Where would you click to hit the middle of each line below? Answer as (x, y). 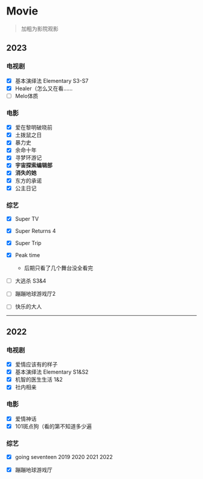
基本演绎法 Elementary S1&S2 (52, 372)
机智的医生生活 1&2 (39, 380)
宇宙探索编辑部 (34, 165)
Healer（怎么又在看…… (44, 88)
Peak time (27, 255)
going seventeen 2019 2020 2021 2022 (64, 457)
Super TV (27, 218)
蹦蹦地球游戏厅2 (35, 294)
